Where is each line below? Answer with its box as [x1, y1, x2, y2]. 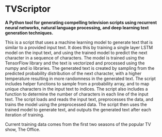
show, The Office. [5, 126, 40, 132]
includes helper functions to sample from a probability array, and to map [5, 80, 149, 86]
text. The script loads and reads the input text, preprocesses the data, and [5, 96, 154, 102]
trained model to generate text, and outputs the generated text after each [5, 106, 151, 113]
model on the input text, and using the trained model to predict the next [5, 50, 147, 56]
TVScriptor [5, 3, 51, 15]
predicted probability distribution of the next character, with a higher [5, 70, 142, 76]
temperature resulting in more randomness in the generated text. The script [5, 76, 156, 81]
